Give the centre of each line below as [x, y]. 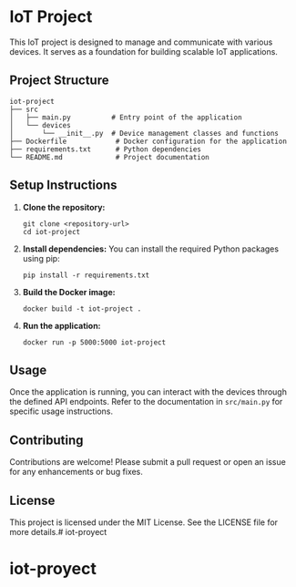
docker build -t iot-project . [82, 309]
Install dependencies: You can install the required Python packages [151, 249]
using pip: [41, 258]
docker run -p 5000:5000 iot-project [94, 342]
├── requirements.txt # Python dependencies [106, 149]
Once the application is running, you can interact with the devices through [148, 392]
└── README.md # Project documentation [109, 157]
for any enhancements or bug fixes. [77, 472]
